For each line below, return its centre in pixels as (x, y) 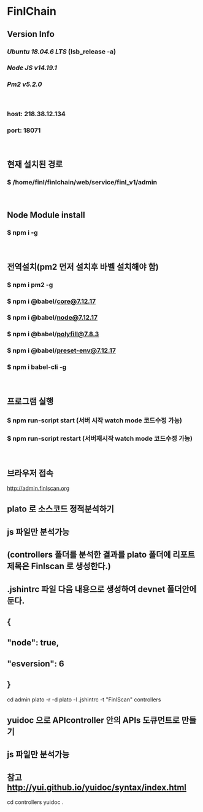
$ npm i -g (23, 232)
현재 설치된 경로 (35, 164)
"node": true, (33, 643)
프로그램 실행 (30, 401)
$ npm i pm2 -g (30, 285)
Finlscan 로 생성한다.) (71, 566)
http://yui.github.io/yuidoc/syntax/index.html (97, 787)
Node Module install (46, 215)
